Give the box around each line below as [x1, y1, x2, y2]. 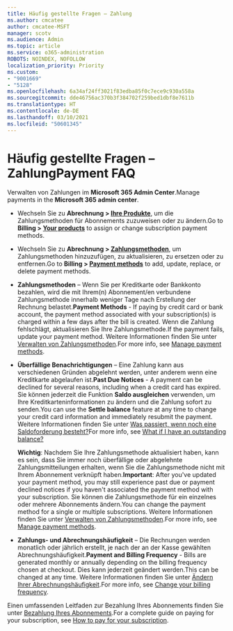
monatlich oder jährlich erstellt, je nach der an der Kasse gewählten [17, 543, 211, 552]
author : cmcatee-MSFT [7, 23, 70, 30]
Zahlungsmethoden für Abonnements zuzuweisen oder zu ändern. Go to [17, 217, 224, 225]
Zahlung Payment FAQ [7, 165, 136, 181]
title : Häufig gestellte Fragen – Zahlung [7, 10, 132, 17]
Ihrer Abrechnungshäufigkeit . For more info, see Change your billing [17, 580, 211, 589]
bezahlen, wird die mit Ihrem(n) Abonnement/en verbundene [17, 288, 191, 296]
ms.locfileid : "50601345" [7, 120, 82, 128]
